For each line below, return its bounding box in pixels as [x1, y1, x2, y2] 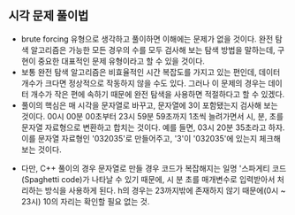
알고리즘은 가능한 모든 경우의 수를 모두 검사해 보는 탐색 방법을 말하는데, [30, 44, 276, 55]
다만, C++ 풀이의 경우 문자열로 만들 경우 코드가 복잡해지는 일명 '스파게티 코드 [20, 163, 287, 173]
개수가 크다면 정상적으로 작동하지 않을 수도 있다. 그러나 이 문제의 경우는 [20, 78, 267, 88]
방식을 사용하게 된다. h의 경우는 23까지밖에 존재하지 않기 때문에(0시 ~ [44, 185, 286, 196]
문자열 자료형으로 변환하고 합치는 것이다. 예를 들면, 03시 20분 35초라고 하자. [20, 122, 285, 133]
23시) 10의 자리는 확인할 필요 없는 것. [20, 196, 150, 206]
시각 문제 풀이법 [8, 8, 89, 24]
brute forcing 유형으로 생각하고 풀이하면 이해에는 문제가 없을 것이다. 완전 [20, 34, 274, 44]
